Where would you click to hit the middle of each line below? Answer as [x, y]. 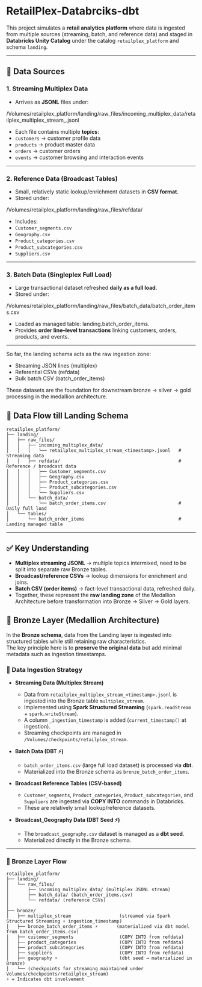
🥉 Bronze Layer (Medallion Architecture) [83, 620]
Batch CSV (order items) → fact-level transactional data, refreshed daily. [105, 588]
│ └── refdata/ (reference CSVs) [56, 900]
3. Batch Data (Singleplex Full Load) [59, 274]
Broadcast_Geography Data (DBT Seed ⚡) [67, 819]
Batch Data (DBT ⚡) [39, 751]
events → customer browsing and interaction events [79, 157]
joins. [22, 582]
